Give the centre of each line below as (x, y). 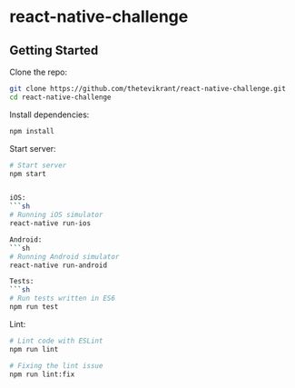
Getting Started (54, 50)
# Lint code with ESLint (56, 341)
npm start (28, 174)
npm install (32, 131)
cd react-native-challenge (60, 97)
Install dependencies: (49, 114)
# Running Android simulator (64, 256)
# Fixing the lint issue (56, 365)
